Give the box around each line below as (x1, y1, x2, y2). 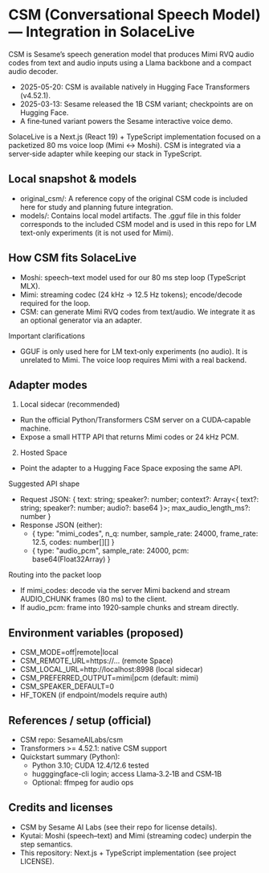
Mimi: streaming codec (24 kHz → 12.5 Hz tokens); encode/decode (19, 290, 243, 299)
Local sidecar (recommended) (19, 400, 120, 410)
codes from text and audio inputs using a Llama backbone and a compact (8, 58, 252, 68)
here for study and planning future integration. (19, 202, 173, 212)
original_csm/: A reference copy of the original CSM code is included (19, 193, 248, 203)
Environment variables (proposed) (8, 626, 184, 640)
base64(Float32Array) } (31, 554, 111, 564)
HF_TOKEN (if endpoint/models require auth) (19, 690, 168, 700)
